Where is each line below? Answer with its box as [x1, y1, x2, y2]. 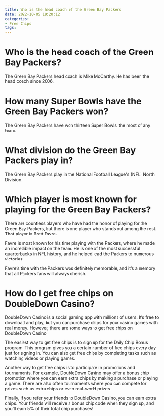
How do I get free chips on [5, 288, 114, 299]
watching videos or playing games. [5, 355, 76, 361]
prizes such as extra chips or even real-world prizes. [5, 386, 112, 391]
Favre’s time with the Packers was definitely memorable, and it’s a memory [5, 265, 156, 271]
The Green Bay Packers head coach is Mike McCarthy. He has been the [5, 73, 149, 79]
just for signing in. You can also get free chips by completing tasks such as [5, 350, 156, 356]
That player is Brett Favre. [5, 231, 57, 236]
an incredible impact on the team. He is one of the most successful [5, 245, 141, 251]
